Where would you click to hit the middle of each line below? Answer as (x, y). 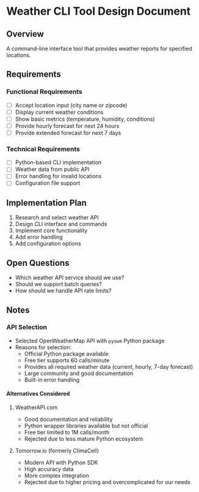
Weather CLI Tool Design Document (99, 11)
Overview (25, 34)
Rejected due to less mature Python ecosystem (84, 439)
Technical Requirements (43, 149)
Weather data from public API (52, 169)
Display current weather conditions (59, 112)
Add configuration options (48, 244)
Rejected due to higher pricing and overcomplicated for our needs (107, 482)
